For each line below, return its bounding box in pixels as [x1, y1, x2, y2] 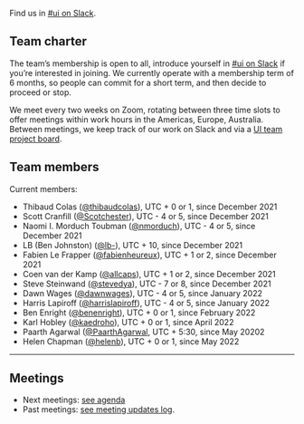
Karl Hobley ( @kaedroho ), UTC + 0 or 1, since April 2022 [22, 316, 234, 327]
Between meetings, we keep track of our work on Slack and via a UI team [9, 123, 283, 134]
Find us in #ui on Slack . [9, 8, 97, 18]
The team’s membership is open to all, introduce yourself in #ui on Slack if [9, 58, 285, 69]
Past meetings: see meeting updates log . [22, 404, 175, 415]
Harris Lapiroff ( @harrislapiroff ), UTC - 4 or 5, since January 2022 [22, 297, 270, 308]
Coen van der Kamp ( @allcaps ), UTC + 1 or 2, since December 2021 [22, 268, 276, 279]
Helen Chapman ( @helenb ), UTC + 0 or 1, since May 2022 [22, 335, 240, 347]
